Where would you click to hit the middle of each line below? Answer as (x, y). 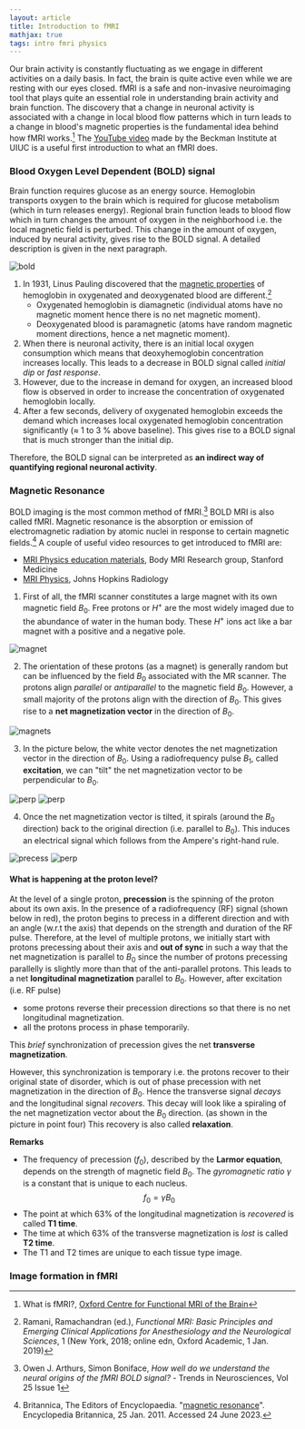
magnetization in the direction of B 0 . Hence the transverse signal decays (145, 1092)
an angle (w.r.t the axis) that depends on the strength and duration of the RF (151, 928)
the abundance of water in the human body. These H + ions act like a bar (157, 620)
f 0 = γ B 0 (159, 1198)
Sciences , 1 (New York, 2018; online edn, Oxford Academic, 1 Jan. (146, 1341)
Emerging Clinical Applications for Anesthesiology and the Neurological (157, 1332)
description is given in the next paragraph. (89, 249)
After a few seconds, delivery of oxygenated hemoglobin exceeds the (152, 410)
